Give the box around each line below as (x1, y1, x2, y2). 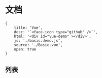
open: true (14, 47, 36, 52)
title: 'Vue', (14, 25, 43, 30)
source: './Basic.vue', (14, 42, 63, 47)
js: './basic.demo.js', (14, 38, 63, 43)
